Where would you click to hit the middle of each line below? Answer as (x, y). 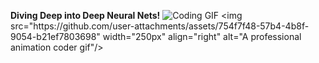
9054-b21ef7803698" (55, 36)
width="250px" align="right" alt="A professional (202, 36)
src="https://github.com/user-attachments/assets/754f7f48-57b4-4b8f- (160, 26)
